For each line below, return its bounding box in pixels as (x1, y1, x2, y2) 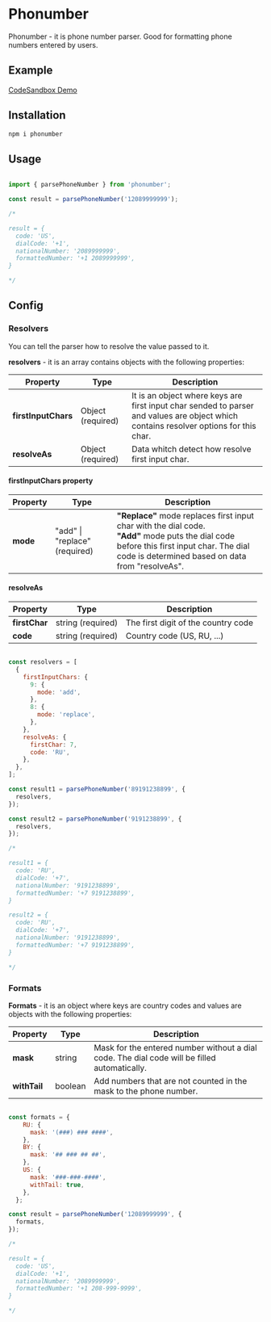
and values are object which (131, 409, 239, 421)
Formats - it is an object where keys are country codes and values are (8, 1001, 242, 1010)
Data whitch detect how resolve (131, 443, 252, 455)
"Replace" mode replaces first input (116, 510, 254, 521)
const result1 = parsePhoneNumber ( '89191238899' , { (8, 785, 186, 794)
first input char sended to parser (131, 400, 254, 411)
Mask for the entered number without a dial (94, 1042, 257, 1053)
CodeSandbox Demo (8, 85, 78, 94)
